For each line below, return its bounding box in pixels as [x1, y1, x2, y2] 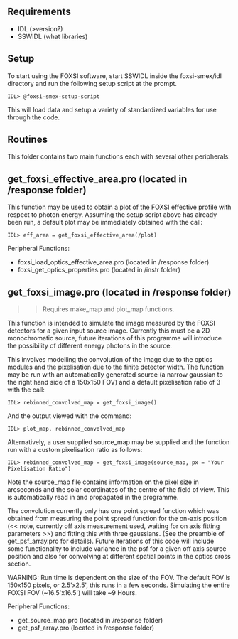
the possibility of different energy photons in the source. [7, 341, 173, 350]
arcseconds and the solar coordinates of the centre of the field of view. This [7, 485, 229, 494]
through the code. [7, 113, 60, 122]
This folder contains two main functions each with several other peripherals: [7, 152, 231, 161]
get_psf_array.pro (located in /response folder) [17, 623, 155, 632]
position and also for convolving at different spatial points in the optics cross [7, 552, 231, 561]
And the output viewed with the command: [7, 412, 132, 420]
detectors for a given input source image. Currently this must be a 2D [7, 326, 210, 335]
